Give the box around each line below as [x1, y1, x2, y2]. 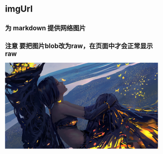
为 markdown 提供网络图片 [5, 24, 86, 32]
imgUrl [5, 3, 33, 15]
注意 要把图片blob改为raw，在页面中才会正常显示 [5, 42, 153, 50]
